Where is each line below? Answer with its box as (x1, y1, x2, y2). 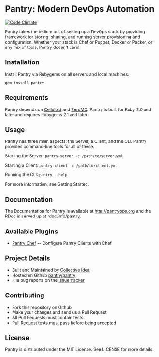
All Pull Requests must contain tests (12, 314, 84, 320)
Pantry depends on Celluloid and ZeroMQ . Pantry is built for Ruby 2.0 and (5, 107, 151, 112)
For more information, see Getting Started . (5, 181, 89, 187)
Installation (5, 58, 40, 66)
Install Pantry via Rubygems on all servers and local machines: (5, 71, 130, 77)
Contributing (5, 292, 44, 300)
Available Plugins (5, 227, 58, 235)
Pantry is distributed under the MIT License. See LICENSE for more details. (5, 346, 154, 352)
